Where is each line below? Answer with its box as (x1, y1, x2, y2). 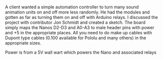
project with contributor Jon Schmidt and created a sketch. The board (5, 19, 145, 25)
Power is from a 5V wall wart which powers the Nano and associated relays (5, 49, 157, 55)
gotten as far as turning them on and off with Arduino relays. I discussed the (5, 15, 158, 20)
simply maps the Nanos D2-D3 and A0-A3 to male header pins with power (5, 25, 155, 30)
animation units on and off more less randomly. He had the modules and (5, 9, 150, 15)
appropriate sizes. (5, 40, 41, 45)
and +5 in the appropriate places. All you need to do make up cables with (5, 30, 152, 35)
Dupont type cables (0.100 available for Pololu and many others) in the (5, 35, 146, 41)
